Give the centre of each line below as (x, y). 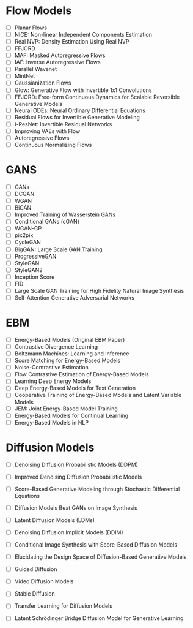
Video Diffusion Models (44, 581)
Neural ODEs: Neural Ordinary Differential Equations (80, 110)
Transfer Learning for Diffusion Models (63, 606)
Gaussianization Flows (43, 83)
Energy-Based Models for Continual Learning (71, 415)
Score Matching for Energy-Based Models (67, 361)
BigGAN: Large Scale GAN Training (58, 249)
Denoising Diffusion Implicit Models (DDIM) (69, 532)
